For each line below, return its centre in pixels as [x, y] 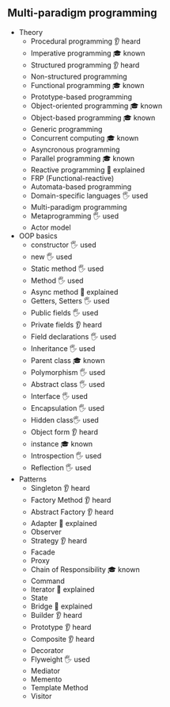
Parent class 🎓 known [68, 360]
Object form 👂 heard [64, 431]
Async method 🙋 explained [74, 292]
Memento [46, 679]
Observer [46, 531]
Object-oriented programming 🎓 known [96, 106]
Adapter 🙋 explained [64, 523]
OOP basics [38, 236]
